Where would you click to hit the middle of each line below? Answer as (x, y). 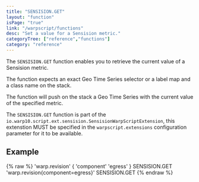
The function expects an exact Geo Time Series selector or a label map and (99, 79)
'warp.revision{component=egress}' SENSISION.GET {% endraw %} (90, 173)
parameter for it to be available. (45, 133)
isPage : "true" (25, 22)
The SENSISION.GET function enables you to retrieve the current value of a (96, 61)
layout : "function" (30, 17)
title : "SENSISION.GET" (36, 12)
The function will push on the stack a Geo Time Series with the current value (100, 97)
